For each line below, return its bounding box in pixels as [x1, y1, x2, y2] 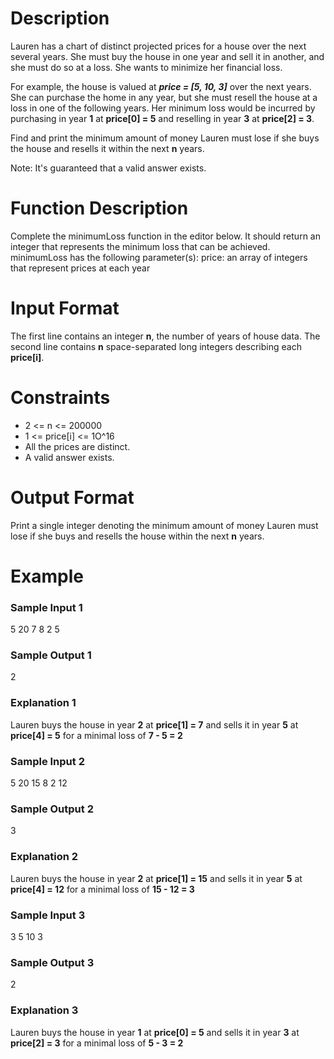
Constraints [10, 387, 111, 409]
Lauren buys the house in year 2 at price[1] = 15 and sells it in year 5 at [10, 872, 303, 884]
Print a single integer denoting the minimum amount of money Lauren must [10, 519, 319, 531]
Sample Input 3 [10, 908, 86, 922]
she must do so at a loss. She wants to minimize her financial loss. [10, 61, 283, 73]
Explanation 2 [10, 850, 79, 864]
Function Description [10, 197, 189, 220]
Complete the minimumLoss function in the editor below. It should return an [10, 230, 321, 242]
